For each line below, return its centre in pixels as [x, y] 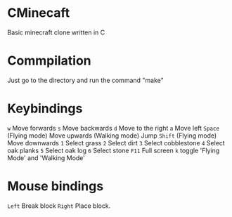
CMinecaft [39, 13]
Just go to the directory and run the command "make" [85, 80]
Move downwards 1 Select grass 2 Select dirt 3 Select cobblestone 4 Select [116, 143]
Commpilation [49, 61]
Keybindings [45, 108]
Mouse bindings [56, 186]
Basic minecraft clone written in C [56, 32]
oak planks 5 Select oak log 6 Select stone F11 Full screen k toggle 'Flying [114, 150]
